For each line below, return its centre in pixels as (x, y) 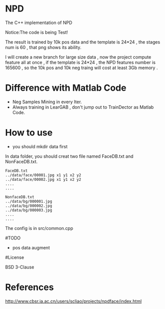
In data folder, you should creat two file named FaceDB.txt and (69, 156)
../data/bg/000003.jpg (29, 210)
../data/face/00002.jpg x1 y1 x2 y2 (43, 179)
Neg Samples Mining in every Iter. (47, 102)
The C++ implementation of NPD (39, 23)
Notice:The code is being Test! (37, 32)
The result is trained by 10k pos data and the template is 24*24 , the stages (83, 42)
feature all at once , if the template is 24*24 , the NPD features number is (81, 62)
